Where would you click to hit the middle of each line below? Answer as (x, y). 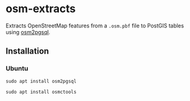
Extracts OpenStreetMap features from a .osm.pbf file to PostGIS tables (95, 26)
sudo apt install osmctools (41, 92)
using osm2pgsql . (28, 32)
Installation (27, 51)
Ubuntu (17, 69)
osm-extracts (41, 9)
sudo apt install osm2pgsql (41, 81)
